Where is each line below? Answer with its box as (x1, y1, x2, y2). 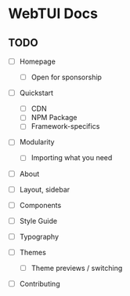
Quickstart (19, 88, 53, 98)
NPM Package (31, 113, 78, 122)
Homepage (19, 57, 56, 66)
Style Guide (19, 216, 57, 225)
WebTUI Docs (8, 5, 99, 23)
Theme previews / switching (31, 263, 123, 272)
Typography (19, 232, 60, 241)
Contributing (19, 279, 60, 288)
